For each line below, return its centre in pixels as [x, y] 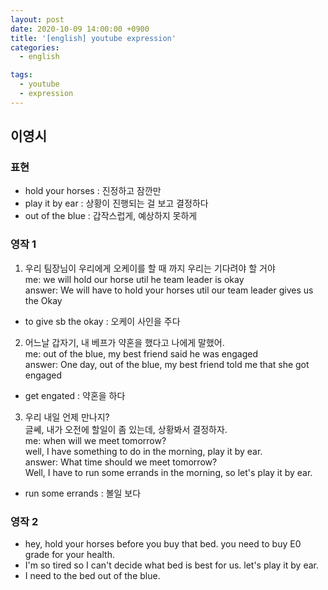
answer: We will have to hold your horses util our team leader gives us [169, 290]
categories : [35, 47]
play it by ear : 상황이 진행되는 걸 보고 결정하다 [116, 203]
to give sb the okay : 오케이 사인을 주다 [102, 321]
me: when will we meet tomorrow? [95, 440]
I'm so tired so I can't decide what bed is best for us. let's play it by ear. [171, 565]
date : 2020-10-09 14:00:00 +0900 [80, 29]
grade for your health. [69, 555]
